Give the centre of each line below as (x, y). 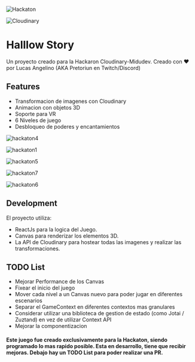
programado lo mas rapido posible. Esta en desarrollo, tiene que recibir (96, 346)
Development (32, 203)
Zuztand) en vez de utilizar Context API (63, 320)
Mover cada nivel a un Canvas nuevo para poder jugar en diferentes (99, 294)
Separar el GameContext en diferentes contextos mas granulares (95, 307)
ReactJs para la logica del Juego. (56, 229)
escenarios (29, 301)
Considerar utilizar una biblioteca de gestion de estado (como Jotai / (99, 314)
